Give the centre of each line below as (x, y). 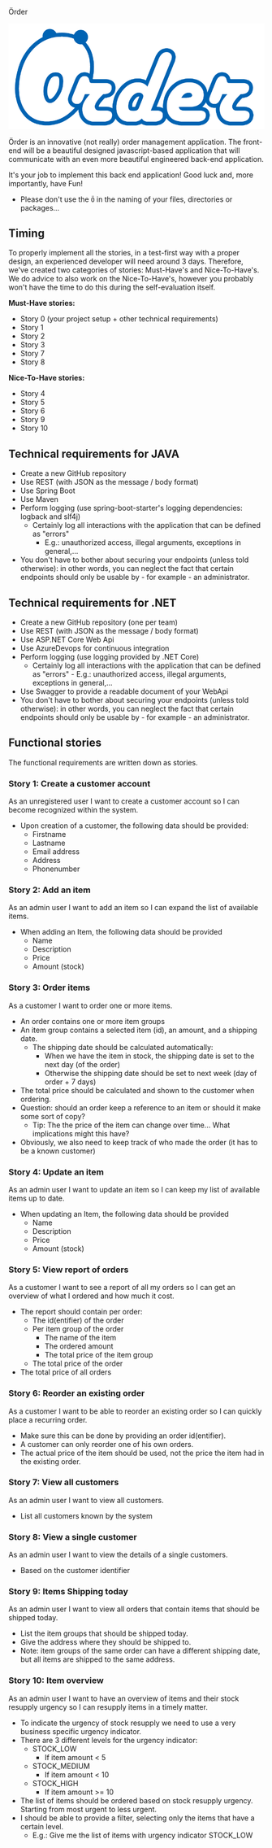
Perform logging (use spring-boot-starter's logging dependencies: (132, 508)
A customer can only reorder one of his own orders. (107, 1444)
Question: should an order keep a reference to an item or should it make (140, 1107)
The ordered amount (79, 1346)
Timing (26, 233)
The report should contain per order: (81, 1312)
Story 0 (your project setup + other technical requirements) (119, 319)
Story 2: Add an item (50, 890)
